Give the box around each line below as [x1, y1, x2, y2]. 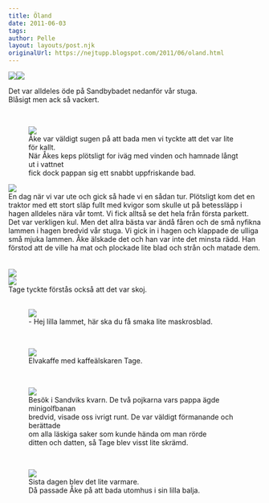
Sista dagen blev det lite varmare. [28, 477, 140, 486]
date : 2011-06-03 [8, 19, 67, 27]
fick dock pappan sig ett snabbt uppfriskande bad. [28, 168, 196, 178]
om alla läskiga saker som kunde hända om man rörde [28, 429, 207, 439]
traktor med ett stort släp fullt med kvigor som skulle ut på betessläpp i [8, 200, 243, 210]
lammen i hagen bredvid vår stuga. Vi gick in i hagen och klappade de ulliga [8, 226, 259, 235]
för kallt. [28, 142, 56, 152]
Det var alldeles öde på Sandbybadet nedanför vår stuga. [8, 86, 198, 96]
